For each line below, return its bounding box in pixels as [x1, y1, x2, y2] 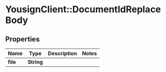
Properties [5, 35, 40, 43]
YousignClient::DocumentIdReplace [5, 4, 161, 15]
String [27, 59, 43, 65]
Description [48, 50, 77, 57]
